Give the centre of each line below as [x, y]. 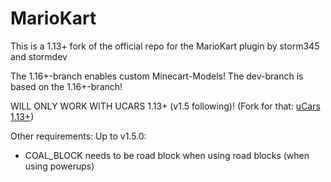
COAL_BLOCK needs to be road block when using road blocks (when [167, 155]
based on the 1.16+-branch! [66, 86]
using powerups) [59, 166]
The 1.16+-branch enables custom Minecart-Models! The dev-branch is [157, 76]
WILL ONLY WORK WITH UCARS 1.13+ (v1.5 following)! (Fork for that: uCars [165, 106]
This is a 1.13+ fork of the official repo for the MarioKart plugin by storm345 [165, 46]
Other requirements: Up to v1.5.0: [78, 136]
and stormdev [39, 56]
